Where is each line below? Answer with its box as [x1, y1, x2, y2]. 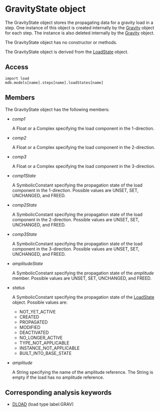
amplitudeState [12, 260, 43, 267]
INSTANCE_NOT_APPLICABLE [19, 345, 80, 351]
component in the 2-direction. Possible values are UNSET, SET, [12, 216, 140, 223]
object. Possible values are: [12, 299, 68, 305]
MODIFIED [19, 324, 40, 330]
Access [5, 63, 28, 71]
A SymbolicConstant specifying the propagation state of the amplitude [12, 270, 154, 276]
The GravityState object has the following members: [5, 106, 110, 112]
